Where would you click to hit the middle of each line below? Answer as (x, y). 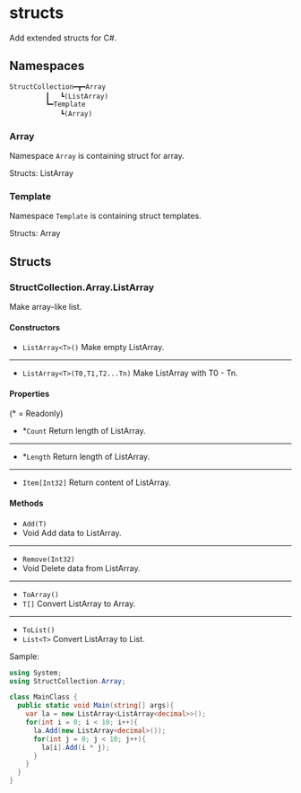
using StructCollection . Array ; (68, 681)
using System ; (36, 673)
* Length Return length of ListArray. (86, 457)
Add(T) (34, 524)
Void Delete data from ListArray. (81, 568)
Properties (30, 393)
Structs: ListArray (42, 173)
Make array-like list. (46, 307)
